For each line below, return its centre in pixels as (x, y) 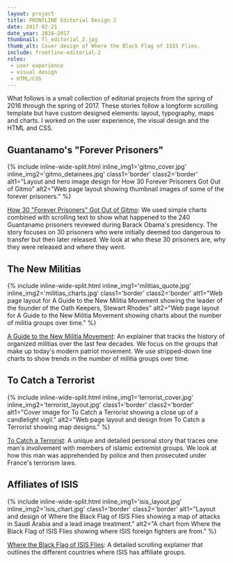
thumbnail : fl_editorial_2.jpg (53, 40)
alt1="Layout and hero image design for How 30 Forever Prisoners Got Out (114, 181)
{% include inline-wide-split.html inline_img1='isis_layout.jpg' (95, 501)
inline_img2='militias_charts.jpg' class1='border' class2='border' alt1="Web (115, 293)
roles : (17, 59)
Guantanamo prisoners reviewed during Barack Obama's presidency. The (112, 225)
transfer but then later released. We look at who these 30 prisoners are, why (116, 240)
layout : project (31, 14)
